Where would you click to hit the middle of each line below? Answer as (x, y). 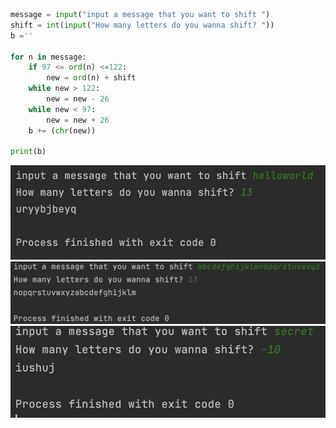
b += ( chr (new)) (62, 130)
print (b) (28, 152)
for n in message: (48, 57)
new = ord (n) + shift (91, 78)
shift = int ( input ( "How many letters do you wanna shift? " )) (142, 25)
